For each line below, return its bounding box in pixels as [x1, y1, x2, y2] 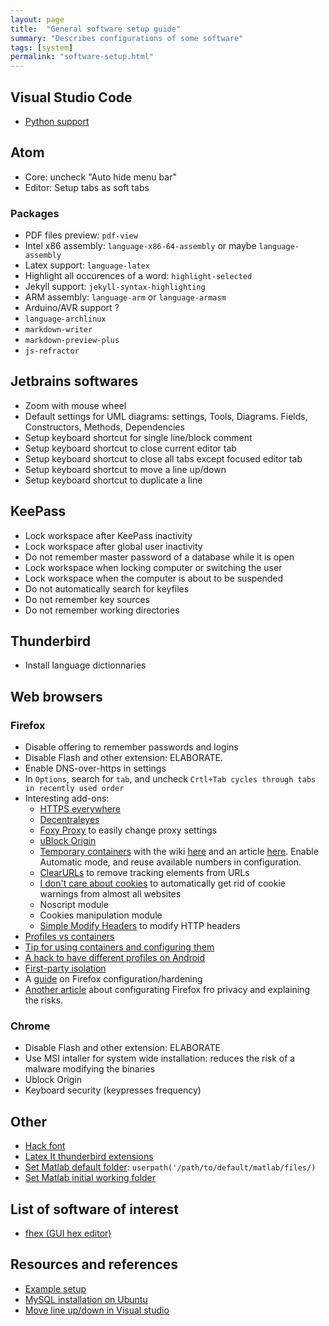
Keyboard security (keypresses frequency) [24, 1084, 202, 1096]
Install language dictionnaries [24, 659, 147, 671]
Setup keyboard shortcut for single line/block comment [24, 431, 253, 443]
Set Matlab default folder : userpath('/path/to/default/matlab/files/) [24, 1161, 317, 1173]
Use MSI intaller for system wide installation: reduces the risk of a [24, 1052, 296, 1065]
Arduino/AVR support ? [24, 302, 120, 314]
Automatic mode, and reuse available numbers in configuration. [39, 856, 302, 868]
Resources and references [10, 1256, 179, 1273]
